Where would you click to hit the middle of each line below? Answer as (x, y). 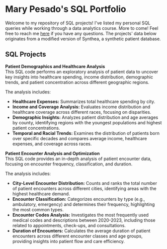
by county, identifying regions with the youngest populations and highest (87, 122)
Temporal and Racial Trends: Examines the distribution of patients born (86, 133)
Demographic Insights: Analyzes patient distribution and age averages (85, 117)
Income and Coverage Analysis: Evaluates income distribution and (81, 107)
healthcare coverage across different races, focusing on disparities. (82, 112)
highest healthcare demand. (41, 194)
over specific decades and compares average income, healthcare (80, 138)
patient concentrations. (36, 128)
